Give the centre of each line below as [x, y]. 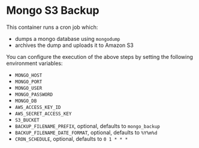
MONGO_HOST [28, 75]
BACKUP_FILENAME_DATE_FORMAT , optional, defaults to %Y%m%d [86, 132]
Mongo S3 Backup [53, 11]
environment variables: [34, 63]
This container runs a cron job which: [52, 27]
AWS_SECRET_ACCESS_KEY [43, 114]
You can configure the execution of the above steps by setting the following [99, 57]
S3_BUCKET [27, 120]
